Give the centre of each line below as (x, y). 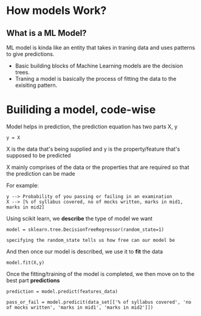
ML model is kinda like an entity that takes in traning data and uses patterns (101, 47)
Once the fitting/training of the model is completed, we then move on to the (101, 273)
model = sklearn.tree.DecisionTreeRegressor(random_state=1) (85, 229)
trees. (22, 72)
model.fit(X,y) (26, 263)
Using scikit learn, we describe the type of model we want (80, 218)
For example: (23, 185)
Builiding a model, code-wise (81, 110)
